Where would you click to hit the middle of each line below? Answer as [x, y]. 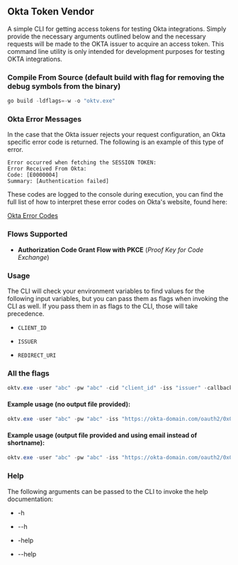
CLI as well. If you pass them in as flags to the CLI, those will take [103, 306]
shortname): [26, 442]
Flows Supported [38, 234]
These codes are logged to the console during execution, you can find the [115, 194]
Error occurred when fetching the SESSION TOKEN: [82, 163]
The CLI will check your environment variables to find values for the [106, 291]
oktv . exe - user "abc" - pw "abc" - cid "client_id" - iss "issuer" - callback [120, 388]
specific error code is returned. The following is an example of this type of [116, 142]
